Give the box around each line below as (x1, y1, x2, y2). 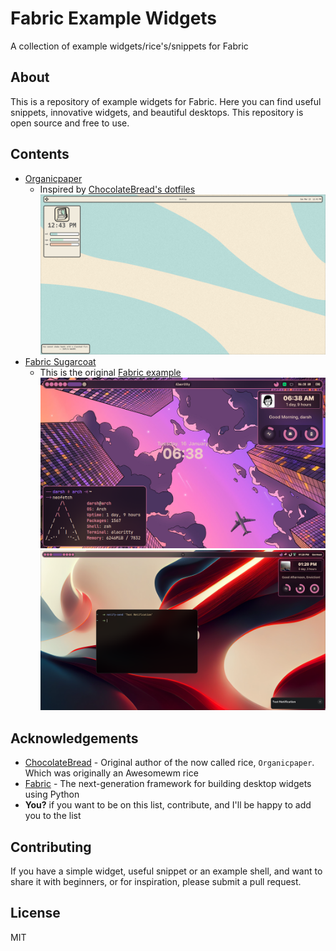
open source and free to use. (10, 117, 130, 129)
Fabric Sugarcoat (24, 356, 97, 368)
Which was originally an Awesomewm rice (24, 767, 199, 779)
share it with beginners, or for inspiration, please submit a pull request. (10, 875, 302, 887)
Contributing (10, 838, 92, 856)
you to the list (24, 810, 82, 822)
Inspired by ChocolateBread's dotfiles (39, 183, 196, 195)
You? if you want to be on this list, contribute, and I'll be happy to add (24, 799, 312, 811)
